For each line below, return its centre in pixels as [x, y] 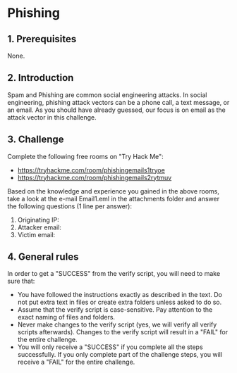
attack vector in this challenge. [52, 117]
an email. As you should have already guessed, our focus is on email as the [116, 110]
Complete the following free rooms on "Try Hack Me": [85, 156]
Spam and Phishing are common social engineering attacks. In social [107, 95]
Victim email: [36, 234]
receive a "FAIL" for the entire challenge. [76, 362]
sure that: [21, 281]
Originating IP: [38, 220]
